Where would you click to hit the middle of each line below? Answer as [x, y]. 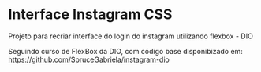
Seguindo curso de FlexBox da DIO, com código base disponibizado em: [125, 51]
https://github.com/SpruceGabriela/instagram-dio [89, 59]
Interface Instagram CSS [90, 14]
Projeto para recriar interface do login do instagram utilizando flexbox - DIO [131, 36]
